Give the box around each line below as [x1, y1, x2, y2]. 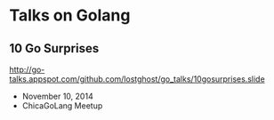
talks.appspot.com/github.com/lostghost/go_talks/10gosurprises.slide [9, 74, 265, 84]
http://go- [9, 64, 45, 75]
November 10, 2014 [21, 91, 93, 101]
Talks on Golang [9, 5, 131, 26]
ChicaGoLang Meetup [21, 100, 103, 111]
